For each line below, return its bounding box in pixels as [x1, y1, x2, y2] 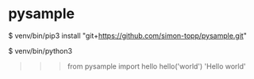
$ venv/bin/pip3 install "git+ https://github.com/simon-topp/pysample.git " [8, 31, 248, 40]
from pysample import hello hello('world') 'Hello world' [67, 61, 246, 71]
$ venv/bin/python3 [8, 46, 73, 55]
